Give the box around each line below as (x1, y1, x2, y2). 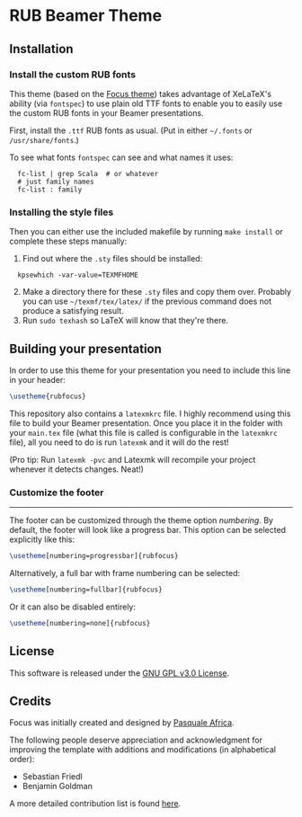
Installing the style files (9, 206, 114, 218)
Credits (9, 693, 52, 708)
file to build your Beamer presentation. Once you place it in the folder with (9, 417, 283, 428)
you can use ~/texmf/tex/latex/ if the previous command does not (22, 296, 272, 306)
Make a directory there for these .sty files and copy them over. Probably (22, 287, 292, 297)
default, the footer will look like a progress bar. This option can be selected (9, 525, 286, 536)
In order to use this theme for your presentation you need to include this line (9, 365, 291, 376)
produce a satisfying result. (22, 306, 124, 316)
